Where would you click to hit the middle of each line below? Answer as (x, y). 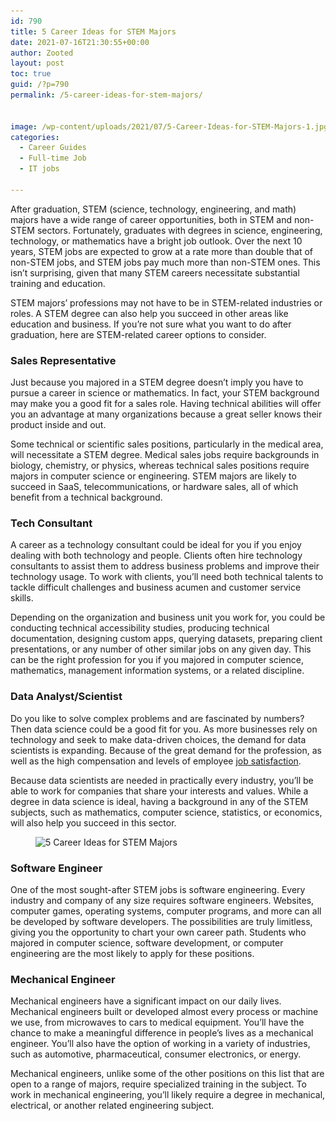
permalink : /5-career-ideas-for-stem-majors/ (106, 95)
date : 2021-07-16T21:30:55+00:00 (80, 42)
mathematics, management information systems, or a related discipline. (157, 671)
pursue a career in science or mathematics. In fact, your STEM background (165, 393)
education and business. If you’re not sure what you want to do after (151, 324)
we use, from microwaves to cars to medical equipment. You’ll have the (157, 1022)
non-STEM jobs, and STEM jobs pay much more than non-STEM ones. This (165, 262)
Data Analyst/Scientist (66, 697)
